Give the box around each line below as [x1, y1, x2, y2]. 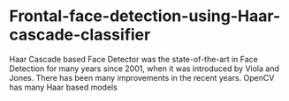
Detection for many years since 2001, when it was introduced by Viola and [9, 63, 280, 74]
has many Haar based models [9, 82, 118, 92]
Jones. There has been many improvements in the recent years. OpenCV [9, 72, 275, 83]
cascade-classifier [9, 25, 151, 45]
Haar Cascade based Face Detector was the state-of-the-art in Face [9, 54, 258, 64]
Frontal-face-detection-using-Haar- [9, 6, 281, 26]
